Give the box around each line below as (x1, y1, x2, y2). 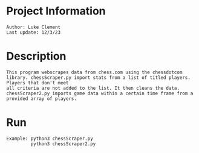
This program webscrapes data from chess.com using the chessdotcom (6, 69, 183, 75)
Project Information (6, 4, 106, 18)
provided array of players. (6, 95, 77, 102)
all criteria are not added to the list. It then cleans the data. (6, 85, 180, 91)
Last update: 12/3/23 (6, 29, 61, 36)
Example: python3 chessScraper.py (6, 136, 94, 142)
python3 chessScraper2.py (30, 140, 96, 147)
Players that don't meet (6, 80, 69, 86)
